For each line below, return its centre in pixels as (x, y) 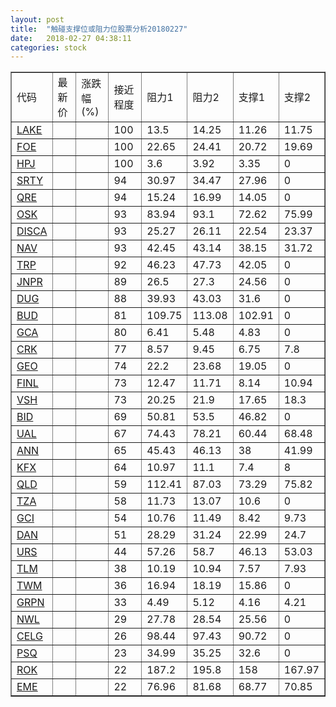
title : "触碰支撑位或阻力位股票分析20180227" (99, 29)
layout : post (37, 19)
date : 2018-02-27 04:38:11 (71, 38)
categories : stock (48, 47)
